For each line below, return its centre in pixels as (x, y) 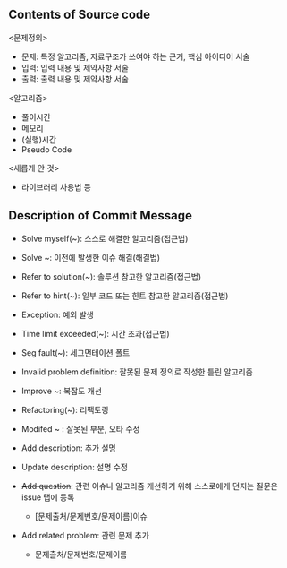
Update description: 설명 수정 (75, 467)
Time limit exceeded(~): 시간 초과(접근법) (96, 333)
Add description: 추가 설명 (69, 448)
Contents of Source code (80, 15)
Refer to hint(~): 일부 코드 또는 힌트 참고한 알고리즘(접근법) (125, 296)
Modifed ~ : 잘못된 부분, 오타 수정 (80, 428)
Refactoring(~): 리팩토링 (65, 409)
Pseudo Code (46, 149)
